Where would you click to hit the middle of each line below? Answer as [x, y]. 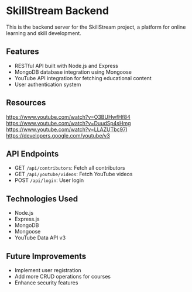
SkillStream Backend [58, 11]
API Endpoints [32, 154]
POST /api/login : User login [49, 180]
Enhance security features [46, 283]
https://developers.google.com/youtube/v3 [58, 135]
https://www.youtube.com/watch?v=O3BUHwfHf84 [68, 117]
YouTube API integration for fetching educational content [83, 78]
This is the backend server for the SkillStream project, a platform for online [96, 27]
